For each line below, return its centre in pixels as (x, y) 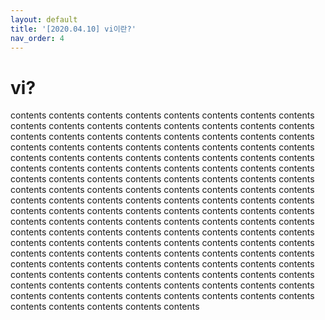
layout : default (44, 19)
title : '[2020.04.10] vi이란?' (73, 29)
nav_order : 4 (37, 38)
